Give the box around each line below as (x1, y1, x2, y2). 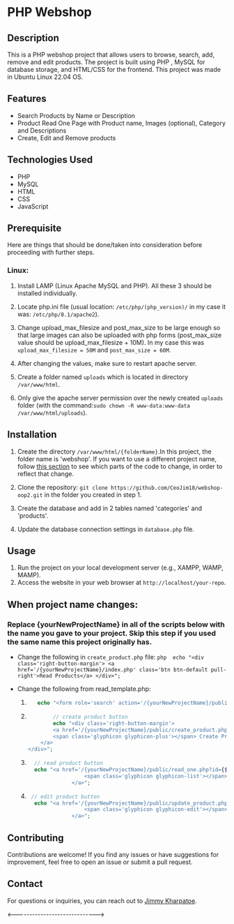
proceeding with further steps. (7, 248, 95, 257)
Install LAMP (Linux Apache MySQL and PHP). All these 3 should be (17, 281, 212, 290)
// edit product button (31, 793, 100, 800)
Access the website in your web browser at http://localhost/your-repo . (17, 579, 226, 587)
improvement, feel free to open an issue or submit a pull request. (7, 858, 193, 866)
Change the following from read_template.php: (17, 685, 151, 693)
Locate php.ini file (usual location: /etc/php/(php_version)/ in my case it (17, 302, 226, 311)
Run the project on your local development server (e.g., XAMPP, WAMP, (17, 563, 224, 572)
